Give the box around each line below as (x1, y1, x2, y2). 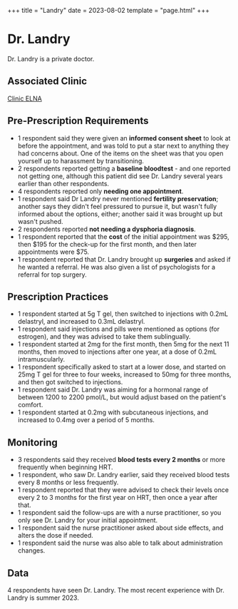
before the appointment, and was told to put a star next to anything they (17, 141, 229, 150)
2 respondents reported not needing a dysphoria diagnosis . (17, 225, 196, 233)
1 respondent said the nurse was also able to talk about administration (17, 538, 223, 548)
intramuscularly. (17, 355, 66, 364)
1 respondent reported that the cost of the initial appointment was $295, (17, 232, 229, 241)
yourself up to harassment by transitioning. (17, 156, 145, 165)
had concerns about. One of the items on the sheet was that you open (17, 149, 224, 158)
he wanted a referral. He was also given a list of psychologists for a (17, 262, 216, 271)
